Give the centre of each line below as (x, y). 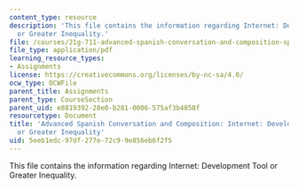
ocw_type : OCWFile (43, 83)
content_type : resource (53, 17)
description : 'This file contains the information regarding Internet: (144, 26)
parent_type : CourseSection (61, 99)
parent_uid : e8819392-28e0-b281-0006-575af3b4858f (105, 108)
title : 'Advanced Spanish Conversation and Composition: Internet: (137, 125)
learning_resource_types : (57, 58)
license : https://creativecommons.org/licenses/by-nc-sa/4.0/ (126, 75)
